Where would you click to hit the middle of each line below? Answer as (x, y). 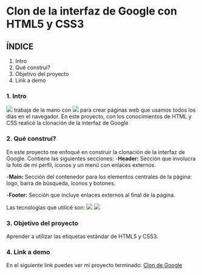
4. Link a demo (28, 252)
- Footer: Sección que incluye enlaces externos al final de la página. (91, 195)
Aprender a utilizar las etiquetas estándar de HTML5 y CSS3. (82, 236)
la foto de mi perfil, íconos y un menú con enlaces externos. (81, 165)
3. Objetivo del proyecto (42, 223)
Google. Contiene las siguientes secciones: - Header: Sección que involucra (101, 158)
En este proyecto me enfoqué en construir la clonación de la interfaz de (96, 152)
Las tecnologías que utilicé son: (46, 207)
